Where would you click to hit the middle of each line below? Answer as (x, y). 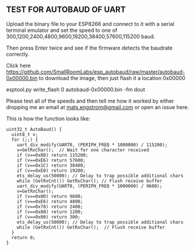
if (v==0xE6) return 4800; (50, 202)
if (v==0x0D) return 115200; (53, 155)
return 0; (23, 237)
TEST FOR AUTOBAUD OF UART (66, 10)
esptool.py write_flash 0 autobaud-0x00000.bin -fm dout (76, 89)
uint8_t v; (25, 134)
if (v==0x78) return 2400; (50, 207)
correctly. (18, 54)
